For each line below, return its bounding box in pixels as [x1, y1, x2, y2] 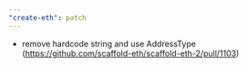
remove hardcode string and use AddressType [21, 38, 197, 49]
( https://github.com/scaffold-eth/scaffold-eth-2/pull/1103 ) [21, 47, 240, 59]
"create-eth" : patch [8, 13, 88, 23]
